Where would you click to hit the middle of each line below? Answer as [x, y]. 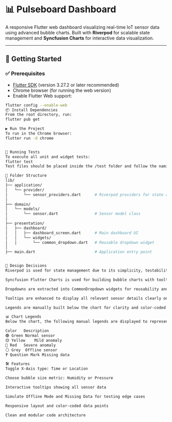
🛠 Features [18, 364]
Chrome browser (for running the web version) [62, 90]
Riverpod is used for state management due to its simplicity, [74, 271]
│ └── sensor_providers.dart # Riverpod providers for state [84, 195]
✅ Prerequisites [25, 73]
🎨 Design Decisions [26, 266]
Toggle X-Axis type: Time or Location [47, 369]
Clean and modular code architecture [46, 415]
